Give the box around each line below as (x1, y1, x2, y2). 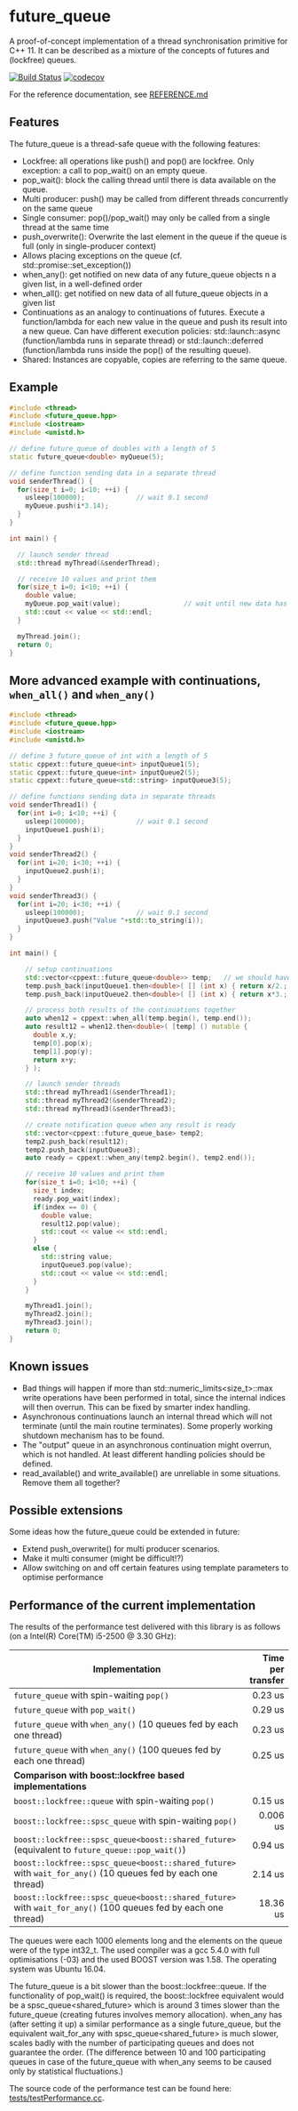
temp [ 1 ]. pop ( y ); (32, 1047, 93, 1055)
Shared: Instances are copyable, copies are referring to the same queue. (21, 354, 287, 365)
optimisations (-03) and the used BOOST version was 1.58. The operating (9, 1954, 277, 1965)
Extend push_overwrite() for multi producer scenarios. (21, 1544, 220, 1554)
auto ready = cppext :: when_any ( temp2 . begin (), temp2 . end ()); (25, 1153, 255, 1162)
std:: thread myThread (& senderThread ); (17, 558, 161, 567)
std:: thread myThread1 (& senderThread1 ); (25, 1088, 176, 1097)
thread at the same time (21, 221, 109, 232)
